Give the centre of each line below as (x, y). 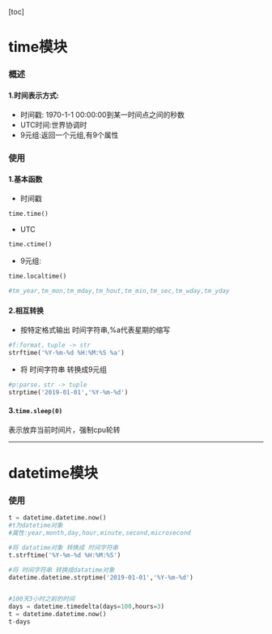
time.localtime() (38, 276)
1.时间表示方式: (34, 95)
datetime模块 (53, 473)
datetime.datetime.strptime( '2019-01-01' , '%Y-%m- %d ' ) (101, 577)
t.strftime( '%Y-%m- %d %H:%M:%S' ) (65, 555)
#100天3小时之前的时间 (42, 599)
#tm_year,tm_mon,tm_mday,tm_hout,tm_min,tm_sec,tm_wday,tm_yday (119, 291)
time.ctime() (30, 244)
